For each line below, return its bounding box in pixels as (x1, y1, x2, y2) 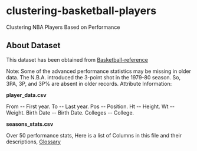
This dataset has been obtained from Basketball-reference (6, 56, 149, 63)
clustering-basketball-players (6, 4, 157, 18)
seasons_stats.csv (6, 120, 54, 127)
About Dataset (6, 41, 61, 51)
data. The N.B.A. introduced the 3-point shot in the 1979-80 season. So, (6, 73, 181, 80)
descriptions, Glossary (6, 138, 61, 145)
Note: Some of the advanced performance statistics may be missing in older (6, 68, 192, 75)
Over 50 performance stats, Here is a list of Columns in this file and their (6, 132, 182, 139)
